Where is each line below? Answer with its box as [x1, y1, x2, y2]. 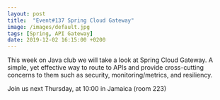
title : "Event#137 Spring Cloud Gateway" [7, 17, 134, 24]
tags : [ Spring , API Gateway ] [7, 30, 93, 37]
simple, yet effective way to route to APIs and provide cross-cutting [7, 63, 204, 72]
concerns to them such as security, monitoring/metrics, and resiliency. [7, 71, 213, 80]
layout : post [7, 10, 46, 18]
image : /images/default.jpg [7, 23, 91, 30]
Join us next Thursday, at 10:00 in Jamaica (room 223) [7, 85, 167, 93]
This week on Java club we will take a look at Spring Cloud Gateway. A [7, 56, 214, 64]
